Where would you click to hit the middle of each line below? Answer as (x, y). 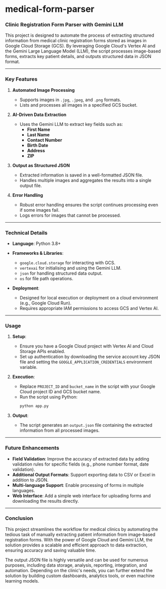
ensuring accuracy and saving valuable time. (51, 550)
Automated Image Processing (43, 90)
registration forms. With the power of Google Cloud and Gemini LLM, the (79, 539)
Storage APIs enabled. (42, 352)
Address (36, 150)
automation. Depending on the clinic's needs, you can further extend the (79, 570)
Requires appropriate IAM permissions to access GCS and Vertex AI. (89, 308)
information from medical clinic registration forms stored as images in (76, 41)
